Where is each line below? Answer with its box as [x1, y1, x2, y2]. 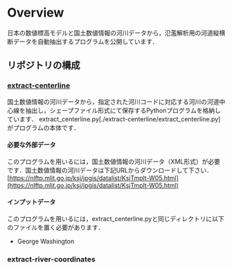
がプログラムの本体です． [7, 123, 80, 132]
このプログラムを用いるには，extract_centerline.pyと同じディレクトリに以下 [7, 215, 224, 223]
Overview [7, 5, 64, 21]
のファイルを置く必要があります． [7, 223, 105, 232]
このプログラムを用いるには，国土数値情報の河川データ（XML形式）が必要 [7, 157, 220, 166]
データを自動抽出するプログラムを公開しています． [12, 37, 159, 46]
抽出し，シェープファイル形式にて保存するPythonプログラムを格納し [25, 106, 222, 114]
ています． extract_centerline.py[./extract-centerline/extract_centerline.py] [7, 114, 221, 123]
